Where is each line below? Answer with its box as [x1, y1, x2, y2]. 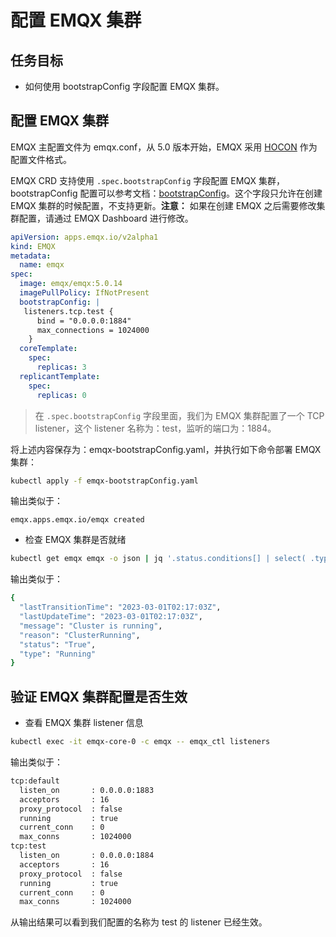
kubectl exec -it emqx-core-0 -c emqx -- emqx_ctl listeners [10, 737, 271, 747]
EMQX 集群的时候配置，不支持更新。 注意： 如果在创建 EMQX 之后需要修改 [10, 199, 317, 211]
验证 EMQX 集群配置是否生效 [10, 688, 188, 705]
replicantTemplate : [19, 371, 101, 381]
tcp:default [10, 776, 60, 786]
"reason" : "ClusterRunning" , [19, 630, 141, 640]
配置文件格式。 [10, 153, 72, 165]
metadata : [10, 251, 52, 261]
